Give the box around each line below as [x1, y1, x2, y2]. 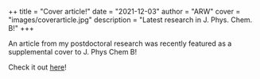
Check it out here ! [8, 62, 68, 72]
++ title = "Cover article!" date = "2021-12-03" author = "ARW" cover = [8, 7, 241, 16]
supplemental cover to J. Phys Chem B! [8, 47, 138, 56]
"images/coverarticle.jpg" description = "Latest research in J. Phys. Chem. [8, 15, 253, 24]
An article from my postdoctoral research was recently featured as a [8, 39, 232, 48]
